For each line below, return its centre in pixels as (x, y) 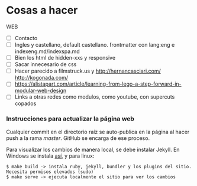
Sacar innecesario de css (46, 64)
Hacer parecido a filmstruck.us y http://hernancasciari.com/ (88, 71)
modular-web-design (41, 91)
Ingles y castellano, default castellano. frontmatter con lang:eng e (95, 45)
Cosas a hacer (42, 10)
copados (25, 103)
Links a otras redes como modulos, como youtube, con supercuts (95, 97)
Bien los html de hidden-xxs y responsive (65, 58)
